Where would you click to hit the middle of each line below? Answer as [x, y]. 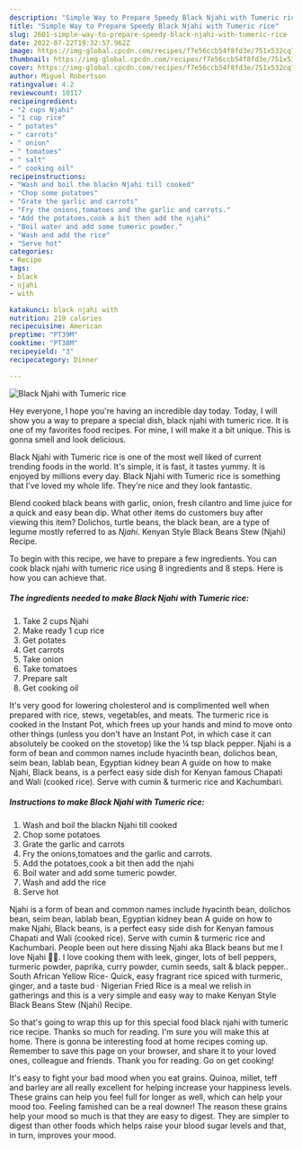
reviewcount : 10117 [46, 93]
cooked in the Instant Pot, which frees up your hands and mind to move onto [151, 724]
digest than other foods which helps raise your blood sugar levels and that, [148, 1126]
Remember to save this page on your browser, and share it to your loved [143, 1051]
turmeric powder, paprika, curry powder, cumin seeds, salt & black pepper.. [149, 966]
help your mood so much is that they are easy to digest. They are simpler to [149, 1116]
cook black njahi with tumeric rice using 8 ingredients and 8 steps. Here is [147, 568]
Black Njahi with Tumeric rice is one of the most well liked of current [136, 457]
